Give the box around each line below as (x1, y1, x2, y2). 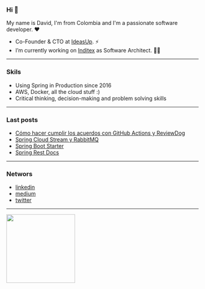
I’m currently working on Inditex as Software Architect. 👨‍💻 (15, 47, 161, 54)
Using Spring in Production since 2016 (15, 82, 112, 89)
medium (15, 190, 36, 198)
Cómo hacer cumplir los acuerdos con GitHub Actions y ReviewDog (15, 129, 185, 137)
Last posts (6, 115, 38, 124)
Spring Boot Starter (15, 142, 64, 149)
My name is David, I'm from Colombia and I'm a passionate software (6, 20, 178, 27)
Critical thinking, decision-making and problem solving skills (15, 95, 167, 102)
